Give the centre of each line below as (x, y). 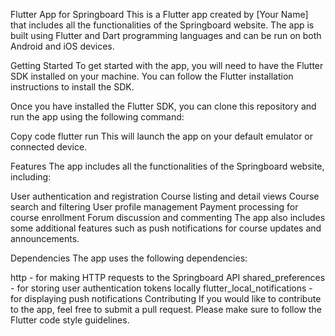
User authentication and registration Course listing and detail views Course (165, 196)
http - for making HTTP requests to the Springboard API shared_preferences (168, 277)
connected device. (49, 147)
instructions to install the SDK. (72, 87)
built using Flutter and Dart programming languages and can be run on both (166, 35)
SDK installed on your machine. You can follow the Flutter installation (152, 76)
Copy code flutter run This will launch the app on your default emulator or (162, 136)
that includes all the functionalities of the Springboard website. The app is (162, 25)
